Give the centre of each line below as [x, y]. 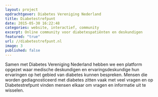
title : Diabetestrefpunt [30, 19]
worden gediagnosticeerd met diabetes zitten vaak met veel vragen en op [79, 80]
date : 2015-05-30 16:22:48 [32, 23]
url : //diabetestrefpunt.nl [34, 41]
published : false [23, 50]
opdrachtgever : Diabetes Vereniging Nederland [53, 14]
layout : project [21, 10]
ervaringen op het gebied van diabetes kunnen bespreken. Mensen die [76, 75]
